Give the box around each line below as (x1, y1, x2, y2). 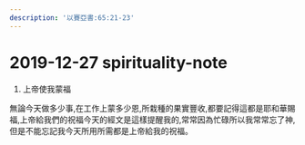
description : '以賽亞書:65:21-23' (9, 13, 135, 23)
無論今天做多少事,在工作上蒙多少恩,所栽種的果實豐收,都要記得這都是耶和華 (9, 102, 289, 113)
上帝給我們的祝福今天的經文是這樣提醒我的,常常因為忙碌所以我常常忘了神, (19, 114, 296, 125)
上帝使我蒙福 (22, 83, 71, 94)
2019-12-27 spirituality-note (9, 52, 228, 72)
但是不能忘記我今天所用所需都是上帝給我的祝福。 (9, 125, 193, 136)
